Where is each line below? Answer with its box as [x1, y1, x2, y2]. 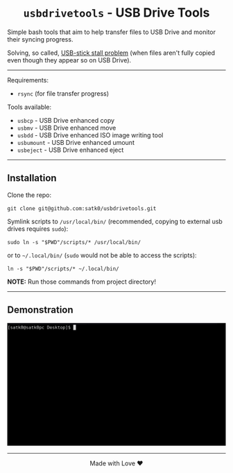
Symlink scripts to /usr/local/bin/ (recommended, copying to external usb [7, 217, 223, 225]
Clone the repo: [7, 191, 52, 199]
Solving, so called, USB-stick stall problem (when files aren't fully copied [7, 49, 215, 57]
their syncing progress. [7, 35, 74, 43]
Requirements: [7, 76, 49, 84]
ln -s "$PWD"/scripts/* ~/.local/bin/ [7, 265, 119, 272]
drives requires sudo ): [7, 224, 69, 233]
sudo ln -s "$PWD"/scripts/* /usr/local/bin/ [7, 239, 141, 246]
